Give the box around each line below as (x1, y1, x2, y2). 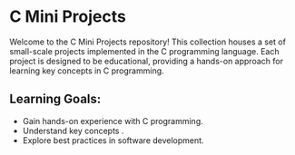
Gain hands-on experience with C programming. (22, 115, 204, 126)
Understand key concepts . (22, 125, 124, 136)
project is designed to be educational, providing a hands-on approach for (9, 55, 284, 66)
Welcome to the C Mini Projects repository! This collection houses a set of (9, 36, 286, 47)
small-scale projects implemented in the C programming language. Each (9, 45, 280, 56)
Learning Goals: (9, 92, 102, 107)
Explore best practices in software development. (22, 134, 204, 146)
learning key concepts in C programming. (9, 65, 165, 76)
